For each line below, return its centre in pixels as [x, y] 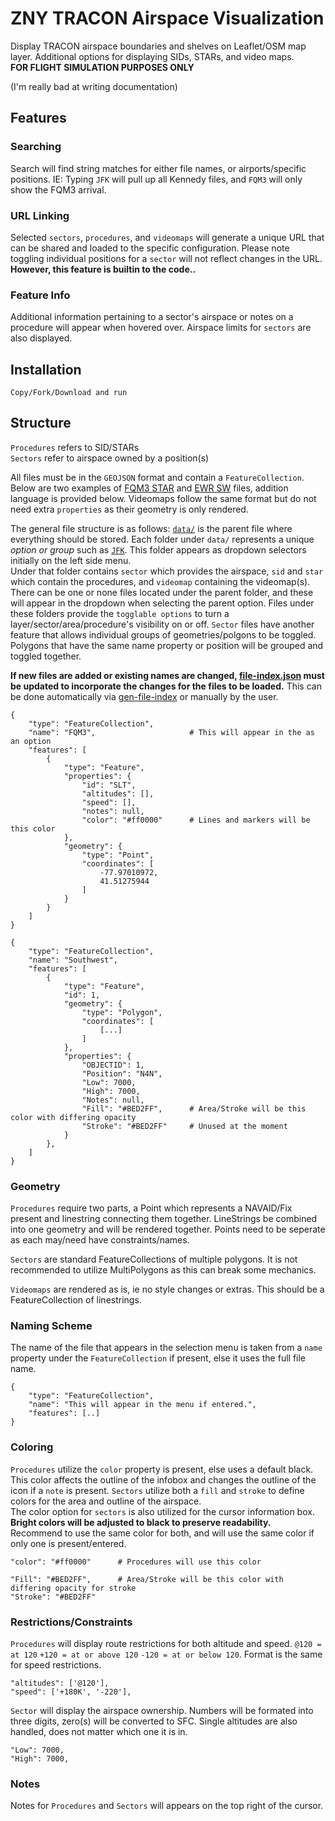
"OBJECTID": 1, [113, 1065]
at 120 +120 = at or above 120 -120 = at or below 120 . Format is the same [166, 1654]
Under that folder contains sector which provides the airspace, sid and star [167, 571]
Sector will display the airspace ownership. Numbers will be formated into [162, 1711]
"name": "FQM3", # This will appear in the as [171, 732]
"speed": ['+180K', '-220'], [71, 1692]
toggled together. [46, 656]
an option [31, 741]
